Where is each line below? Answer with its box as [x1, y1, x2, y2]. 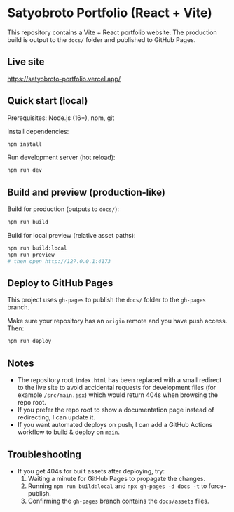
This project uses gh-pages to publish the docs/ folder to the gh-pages [7, 296, 207, 304]
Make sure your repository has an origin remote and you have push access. [7, 317, 228, 325]
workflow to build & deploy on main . [17, 428, 121, 436]
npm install [7, 140, 42, 148]
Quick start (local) [7, 95, 88, 107]
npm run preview [7, 251, 55, 258]
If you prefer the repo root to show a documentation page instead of [17, 405, 215, 415]
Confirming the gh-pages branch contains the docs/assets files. [27, 497, 209, 505]
